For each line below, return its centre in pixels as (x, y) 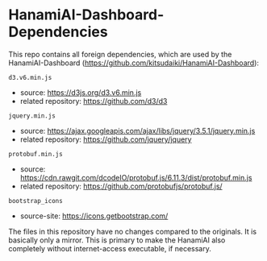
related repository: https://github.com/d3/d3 (94, 101)
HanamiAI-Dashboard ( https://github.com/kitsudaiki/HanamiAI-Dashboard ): (134, 63)
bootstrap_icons (35, 201)
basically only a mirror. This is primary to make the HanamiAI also (117, 240)
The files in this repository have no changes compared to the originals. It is (132, 231)
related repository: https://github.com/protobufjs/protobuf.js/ (121, 186)
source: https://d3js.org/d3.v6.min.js (81, 92)
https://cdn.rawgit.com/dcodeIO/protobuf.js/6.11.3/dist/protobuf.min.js (136, 177)
